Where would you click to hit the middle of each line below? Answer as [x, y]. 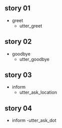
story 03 [18, 75]
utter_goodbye [34, 59]
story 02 [18, 42]
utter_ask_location [38, 92]
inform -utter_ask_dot [34, 120]
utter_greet [31, 26]
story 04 [18, 108]
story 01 [17, 8]
